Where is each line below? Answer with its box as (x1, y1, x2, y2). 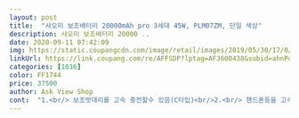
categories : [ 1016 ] (9, 63, 82, 72)
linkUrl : (9, 54, 42, 63)
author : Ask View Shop (9, 87, 93, 96)
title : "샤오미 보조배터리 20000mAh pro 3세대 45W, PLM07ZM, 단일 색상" (9, 21, 263, 30)
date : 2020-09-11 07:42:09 (9, 37, 109, 47)
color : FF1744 (9, 71, 62, 80)
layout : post (9, 12, 58, 22)
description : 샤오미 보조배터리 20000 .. (9, 29, 150, 38)
